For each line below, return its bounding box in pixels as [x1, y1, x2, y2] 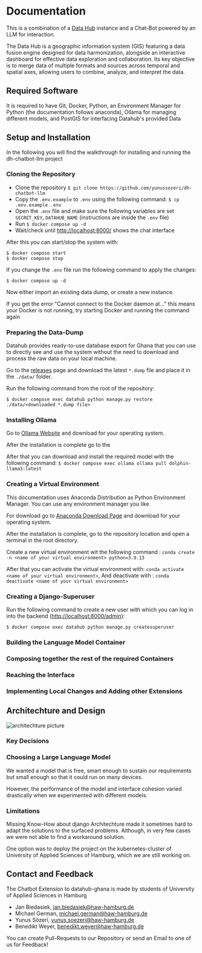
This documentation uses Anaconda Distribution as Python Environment [6, 493, 186, 501]
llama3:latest [6, 466, 42, 472]
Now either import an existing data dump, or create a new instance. [6, 288, 174, 295]
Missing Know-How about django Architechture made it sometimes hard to [6, 820, 192, 828]
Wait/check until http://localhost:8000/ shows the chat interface [15, 226, 175, 234]
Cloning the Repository [6, 170, 76, 178]
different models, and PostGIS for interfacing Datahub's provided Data [6, 115, 181, 122]
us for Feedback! [6, 941, 48, 948]
